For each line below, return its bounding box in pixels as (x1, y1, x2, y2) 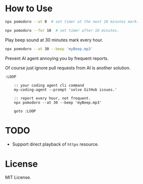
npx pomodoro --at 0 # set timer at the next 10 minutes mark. (5, 19, 139, 24)
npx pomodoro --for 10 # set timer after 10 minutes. (5, 28, 119, 33)
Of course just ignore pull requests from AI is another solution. (5, 65, 131, 71)
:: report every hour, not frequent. (14, 96, 91, 101)
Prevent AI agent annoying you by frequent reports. (5, 55, 109, 61)
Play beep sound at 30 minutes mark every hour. (5, 37, 103, 43)
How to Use (5, 3, 53, 14)
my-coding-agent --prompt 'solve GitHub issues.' (14, 87, 118, 92)
